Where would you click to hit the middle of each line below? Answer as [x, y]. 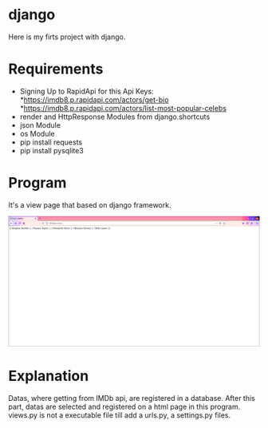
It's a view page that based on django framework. [90, 204]
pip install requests [51, 142]
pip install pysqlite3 [51, 150]
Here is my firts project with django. [67, 37]
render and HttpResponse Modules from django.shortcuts [115, 117]
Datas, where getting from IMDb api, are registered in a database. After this [132, 398]
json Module [40, 125]
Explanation [49, 376]
